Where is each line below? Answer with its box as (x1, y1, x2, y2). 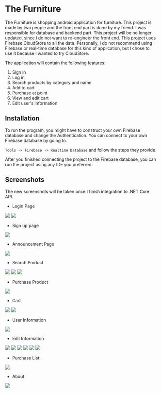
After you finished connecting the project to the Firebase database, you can (5, 156, 157, 162)
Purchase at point (12, 90, 48, 96)
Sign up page (12, 222, 39, 228)
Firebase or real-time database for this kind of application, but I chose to (5, 45, 150, 51)
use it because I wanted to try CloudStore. (5, 50, 90, 56)
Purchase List (12, 355, 40, 360)
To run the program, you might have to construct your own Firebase (5, 127, 141, 133)
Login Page (12, 203, 35, 209)
